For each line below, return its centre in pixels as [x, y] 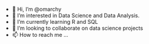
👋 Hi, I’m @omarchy [37, 9]
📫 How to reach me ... [40, 35]
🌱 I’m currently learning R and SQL [55, 22]
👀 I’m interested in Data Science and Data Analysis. [76, 15]
